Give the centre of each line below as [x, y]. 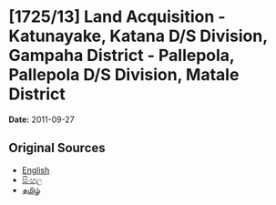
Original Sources [57, 148]
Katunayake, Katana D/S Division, [138, 36]
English [36, 169]
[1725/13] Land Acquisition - [117, 17]
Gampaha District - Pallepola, [122, 56]
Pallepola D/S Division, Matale [124, 75]
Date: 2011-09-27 [41, 119]
